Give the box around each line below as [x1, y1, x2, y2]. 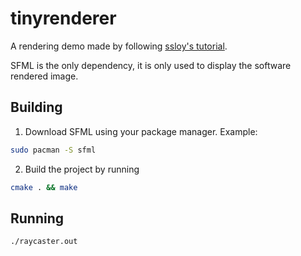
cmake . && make [10, 182, 78, 192]
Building [10, 99, 63, 116]
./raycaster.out [10, 237, 78, 247]
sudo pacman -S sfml [10, 145, 97, 155]
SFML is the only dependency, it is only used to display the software [10, 59, 292, 71]
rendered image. [10, 70, 79, 82]
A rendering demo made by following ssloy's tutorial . [10, 40, 228, 52]
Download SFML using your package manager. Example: [24, 125, 258, 137]
